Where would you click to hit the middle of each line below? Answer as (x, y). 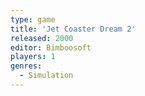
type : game (33, 19)
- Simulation (46, 76)
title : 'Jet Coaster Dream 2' (73, 29)
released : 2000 (42, 38)
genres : (26, 66)
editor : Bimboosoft (51, 47)
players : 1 (33, 57)
